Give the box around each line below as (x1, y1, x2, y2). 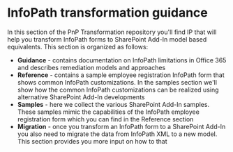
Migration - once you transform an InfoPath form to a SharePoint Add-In (17, 122, 226, 130)
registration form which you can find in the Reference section (17, 115, 194, 123)
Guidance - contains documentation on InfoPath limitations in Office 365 (17, 56, 227, 64)
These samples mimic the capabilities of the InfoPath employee (17, 108, 200, 116)
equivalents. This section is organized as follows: (7, 42, 149, 51)
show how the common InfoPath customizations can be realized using (17, 85, 219, 94)
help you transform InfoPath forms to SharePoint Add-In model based (7, 35, 207, 43)
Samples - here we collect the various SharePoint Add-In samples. (17, 100, 210, 108)
